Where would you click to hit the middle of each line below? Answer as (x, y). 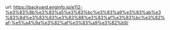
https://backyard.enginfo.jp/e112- (48, 7)
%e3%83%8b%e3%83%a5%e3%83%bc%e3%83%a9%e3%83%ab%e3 (83, 12)
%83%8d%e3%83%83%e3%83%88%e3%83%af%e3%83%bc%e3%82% (85, 17)
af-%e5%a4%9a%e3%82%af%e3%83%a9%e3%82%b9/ (67, 23)
